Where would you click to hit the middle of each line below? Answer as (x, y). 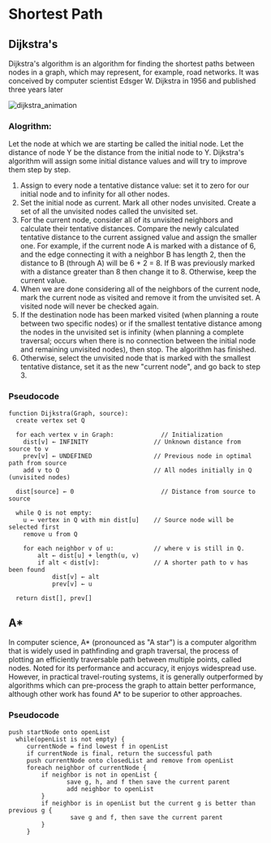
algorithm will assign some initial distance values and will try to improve (128, 161)
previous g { (30, 810)
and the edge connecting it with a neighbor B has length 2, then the (133, 255)
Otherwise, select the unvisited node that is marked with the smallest (135, 358)
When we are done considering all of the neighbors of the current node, (140, 289)
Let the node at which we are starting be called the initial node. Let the (126, 144)
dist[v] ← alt (75, 577)
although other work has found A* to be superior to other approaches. (125, 694)
